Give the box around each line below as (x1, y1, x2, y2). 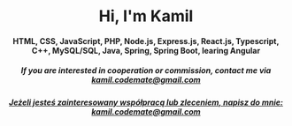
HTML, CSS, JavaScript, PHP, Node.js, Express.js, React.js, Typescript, (12, 35, 280, 46)
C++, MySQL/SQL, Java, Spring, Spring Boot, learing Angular (31, 45, 261, 56)
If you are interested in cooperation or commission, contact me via (20, 65, 272, 76)
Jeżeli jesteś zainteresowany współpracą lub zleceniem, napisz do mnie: (9, 97, 283, 107)
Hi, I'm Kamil (98, 6, 194, 26)
